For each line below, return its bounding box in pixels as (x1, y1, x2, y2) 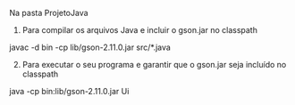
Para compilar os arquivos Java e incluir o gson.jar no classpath (21, 25, 257, 35)
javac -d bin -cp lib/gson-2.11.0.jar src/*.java (9, 42, 172, 52)
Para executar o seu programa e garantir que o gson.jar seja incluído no (21, 60, 287, 69)
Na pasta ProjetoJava (9, 8, 88, 18)
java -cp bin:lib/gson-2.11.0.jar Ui (9, 86, 130, 96)
